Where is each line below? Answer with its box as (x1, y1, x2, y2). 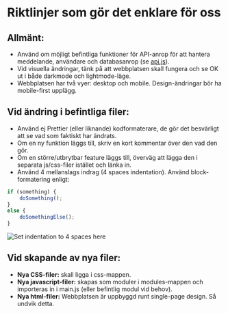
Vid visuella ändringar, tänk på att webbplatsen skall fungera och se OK (16, 65, 219, 72)
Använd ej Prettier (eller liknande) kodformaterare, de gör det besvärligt (16, 124, 219, 133)
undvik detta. (16, 299, 55, 308)
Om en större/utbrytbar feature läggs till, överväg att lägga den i (16, 153, 198, 161)
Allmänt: (7, 32, 45, 44)
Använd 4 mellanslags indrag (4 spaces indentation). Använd (16, 167, 190, 176)
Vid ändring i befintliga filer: (7, 106, 129, 118)
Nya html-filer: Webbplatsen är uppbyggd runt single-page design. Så (16, 292, 217, 300)
